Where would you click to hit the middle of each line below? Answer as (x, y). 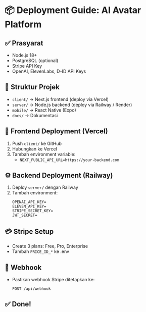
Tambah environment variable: (44, 154)
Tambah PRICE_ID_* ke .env (40, 251)
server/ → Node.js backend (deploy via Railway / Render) (72, 105)
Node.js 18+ (25, 55)
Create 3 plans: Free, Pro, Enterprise (50, 246)
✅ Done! (18, 304)
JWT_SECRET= (25, 216)
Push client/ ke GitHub (37, 143)
